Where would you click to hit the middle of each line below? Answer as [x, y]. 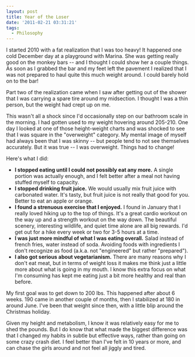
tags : [13, 28]
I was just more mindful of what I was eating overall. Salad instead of [99, 238]
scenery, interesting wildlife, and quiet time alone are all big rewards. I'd [101, 226]
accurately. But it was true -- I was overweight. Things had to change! [90, 147]
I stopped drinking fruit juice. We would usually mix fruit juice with [95, 188]
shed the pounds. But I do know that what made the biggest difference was [97, 329]
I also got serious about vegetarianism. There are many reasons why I [100, 257]
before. [23, 282]
